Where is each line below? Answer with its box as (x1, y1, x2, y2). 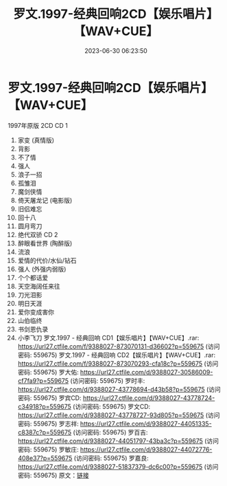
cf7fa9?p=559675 (17, 376, 69, 385)
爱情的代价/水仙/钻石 (17, 256, 77, 265)
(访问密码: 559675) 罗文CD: (72, 402, 151, 410)
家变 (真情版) (17, 135, 54, 144)
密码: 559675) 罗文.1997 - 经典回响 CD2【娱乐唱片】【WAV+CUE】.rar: (17, 351, 215, 359)
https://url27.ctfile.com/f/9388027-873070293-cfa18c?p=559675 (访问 (17, 359, 219, 368)
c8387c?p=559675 (17, 428, 72, 437)
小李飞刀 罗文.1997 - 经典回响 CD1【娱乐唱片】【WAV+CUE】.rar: (17, 333, 200, 342)
